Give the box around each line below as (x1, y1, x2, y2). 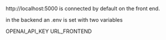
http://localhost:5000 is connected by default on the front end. (5, 5, 160, 12)
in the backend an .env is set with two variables (5, 16, 123, 23)
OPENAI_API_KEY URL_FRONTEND (5, 28, 92, 35)
